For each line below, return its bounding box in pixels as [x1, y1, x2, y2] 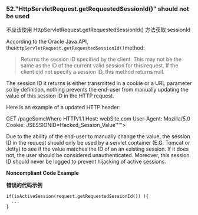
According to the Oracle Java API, [6, 38, 88, 45]
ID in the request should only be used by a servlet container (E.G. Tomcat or [6, 139, 190, 146]
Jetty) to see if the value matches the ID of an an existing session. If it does [6, 145, 189, 152]
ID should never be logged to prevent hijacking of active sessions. [6, 158, 166, 165]
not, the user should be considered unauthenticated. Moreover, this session [6, 152, 190, 159]
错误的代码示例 [6, 182, 42, 189]
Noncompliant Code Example [6, 170, 80, 177]
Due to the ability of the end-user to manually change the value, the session [6, 133, 190, 140]
